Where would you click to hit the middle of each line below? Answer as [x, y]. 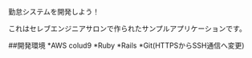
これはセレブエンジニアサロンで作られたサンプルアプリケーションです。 [127, 29]
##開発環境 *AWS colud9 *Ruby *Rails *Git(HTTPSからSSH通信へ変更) [126, 45]
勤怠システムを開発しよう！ [54, 12]
